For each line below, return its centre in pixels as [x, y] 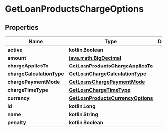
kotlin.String [83, 114]
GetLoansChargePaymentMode [107, 82]
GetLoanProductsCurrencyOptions [111, 98]
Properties [22, 28]
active [15, 50]
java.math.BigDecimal [95, 58]
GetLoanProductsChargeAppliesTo [111, 66]
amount [17, 58]
